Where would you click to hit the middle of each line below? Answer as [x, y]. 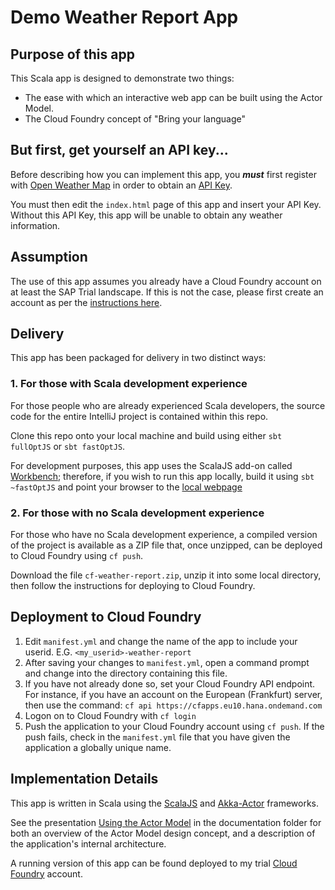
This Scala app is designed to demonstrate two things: [122, 78]
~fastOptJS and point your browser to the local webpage [126, 487]
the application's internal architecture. [88, 843]
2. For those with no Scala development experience [137, 513]
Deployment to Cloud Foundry [106, 617]
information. [35, 225]
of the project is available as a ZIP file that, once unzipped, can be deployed [166, 545]
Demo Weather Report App [124, 17]
